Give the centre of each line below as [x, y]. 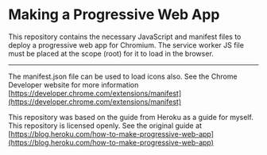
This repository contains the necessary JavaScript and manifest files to [125, 37]
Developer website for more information [74, 84]
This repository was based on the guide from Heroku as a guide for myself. [131, 117]
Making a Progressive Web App [114, 15]
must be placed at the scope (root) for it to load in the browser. [111, 53]
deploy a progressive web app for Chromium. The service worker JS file [126, 45]
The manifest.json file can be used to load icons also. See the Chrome [123, 76]
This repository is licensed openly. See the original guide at [105, 126]
